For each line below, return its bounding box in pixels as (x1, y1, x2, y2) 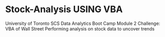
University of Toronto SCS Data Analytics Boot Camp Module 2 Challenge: (5, 20, 160, 26)
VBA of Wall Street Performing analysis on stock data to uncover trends (5, 25, 155, 31)
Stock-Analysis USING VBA (5, 4, 123, 15)
